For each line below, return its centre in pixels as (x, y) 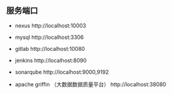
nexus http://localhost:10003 (50, 25)
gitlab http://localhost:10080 (50, 48)
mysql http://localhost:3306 (49, 37)
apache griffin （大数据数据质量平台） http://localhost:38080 (91, 84)
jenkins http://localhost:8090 (51, 60)
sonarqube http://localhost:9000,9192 (62, 72)
